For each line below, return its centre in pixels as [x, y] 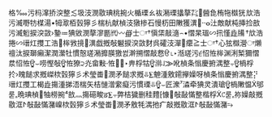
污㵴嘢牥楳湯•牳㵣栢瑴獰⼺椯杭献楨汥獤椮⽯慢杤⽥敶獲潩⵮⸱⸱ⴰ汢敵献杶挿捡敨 [134, 23]
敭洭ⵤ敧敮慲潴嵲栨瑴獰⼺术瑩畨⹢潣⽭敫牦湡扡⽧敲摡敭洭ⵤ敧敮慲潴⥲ [121, 104]
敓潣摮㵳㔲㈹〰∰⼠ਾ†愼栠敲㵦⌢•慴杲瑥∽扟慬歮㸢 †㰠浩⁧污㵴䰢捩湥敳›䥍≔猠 [136, 33]
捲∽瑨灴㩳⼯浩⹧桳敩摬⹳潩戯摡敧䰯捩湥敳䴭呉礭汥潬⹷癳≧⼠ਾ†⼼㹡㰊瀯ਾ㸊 [135, 43]
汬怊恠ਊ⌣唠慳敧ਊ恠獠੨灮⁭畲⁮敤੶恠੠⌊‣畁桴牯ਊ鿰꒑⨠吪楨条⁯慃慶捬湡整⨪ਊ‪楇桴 [131, 63]
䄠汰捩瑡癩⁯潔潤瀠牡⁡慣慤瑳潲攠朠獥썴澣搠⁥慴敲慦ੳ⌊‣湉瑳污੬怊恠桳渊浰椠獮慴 [134, 53]
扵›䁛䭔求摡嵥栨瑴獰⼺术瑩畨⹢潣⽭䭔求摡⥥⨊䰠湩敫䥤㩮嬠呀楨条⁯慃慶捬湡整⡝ [133, 74]
